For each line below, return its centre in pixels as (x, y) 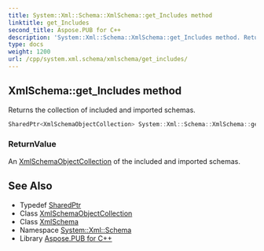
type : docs (26, 45)
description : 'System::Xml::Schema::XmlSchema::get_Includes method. (125, 37)
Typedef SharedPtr (50, 205)
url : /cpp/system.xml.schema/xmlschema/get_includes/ (98, 60)
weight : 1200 (29, 52)
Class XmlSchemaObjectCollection (76, 213)
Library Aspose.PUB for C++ (66, 238)
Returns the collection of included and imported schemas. (102, 110)
